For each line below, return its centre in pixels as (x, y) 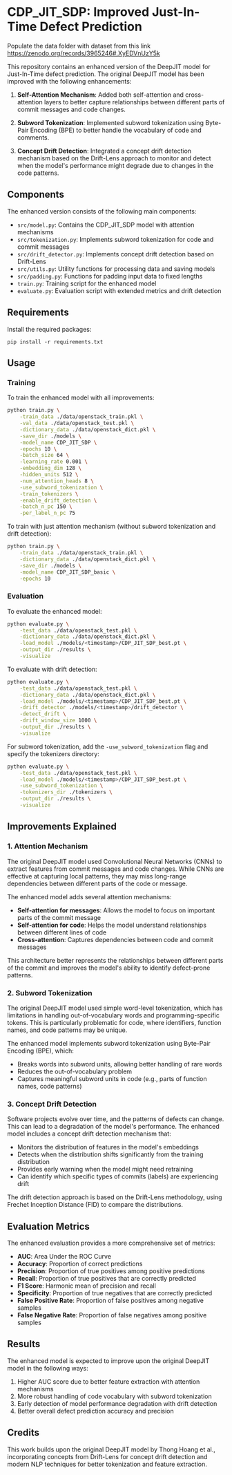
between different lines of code (62, 932)
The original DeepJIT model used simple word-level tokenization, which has (115, 1008)
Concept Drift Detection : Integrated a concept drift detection (104, 151)
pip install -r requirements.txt (55, 342)
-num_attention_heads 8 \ (57, 481)
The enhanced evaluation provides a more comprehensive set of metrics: (111, 1243)
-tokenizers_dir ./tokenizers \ (66, 792)
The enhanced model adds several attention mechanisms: (89, 896)
